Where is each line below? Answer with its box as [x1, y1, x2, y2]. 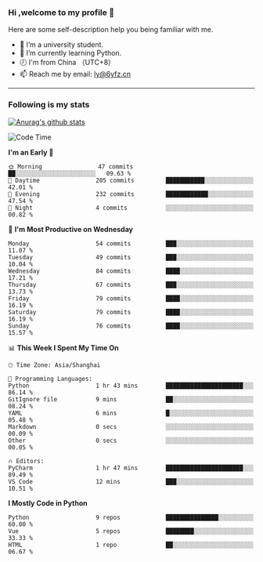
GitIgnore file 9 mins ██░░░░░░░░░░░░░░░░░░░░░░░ [8, 395, 254, 403]
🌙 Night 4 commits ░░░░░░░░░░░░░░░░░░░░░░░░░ [8, 204, 254, 212]
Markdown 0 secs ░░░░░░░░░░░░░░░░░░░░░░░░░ [8, 422, 254, 430]
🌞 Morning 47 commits [8, 162, 134, 171]
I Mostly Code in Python [8, 498, 88, 508]
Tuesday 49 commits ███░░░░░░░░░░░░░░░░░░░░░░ [8, 253, 254, 261]
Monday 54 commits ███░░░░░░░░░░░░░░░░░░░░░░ [8, 239, 254, 248]
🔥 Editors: [8, 457, 45, 465]
